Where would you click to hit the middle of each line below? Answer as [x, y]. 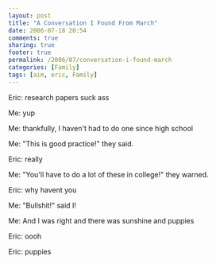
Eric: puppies [30, 251]
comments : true [33, 38]
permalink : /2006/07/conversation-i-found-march [90, 60]
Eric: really [26, 159]
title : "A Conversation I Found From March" [83, 23]
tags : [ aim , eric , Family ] [53, 75]
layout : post [30, 16]
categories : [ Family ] [44, 68]
